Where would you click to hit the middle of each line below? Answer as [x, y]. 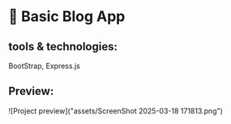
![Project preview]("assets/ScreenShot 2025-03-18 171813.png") [115, 111]
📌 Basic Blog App [67, 17]
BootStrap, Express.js [45, 66]
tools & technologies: [63, 47]
